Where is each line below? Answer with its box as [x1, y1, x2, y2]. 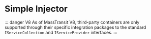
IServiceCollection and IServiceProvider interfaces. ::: [4, 29, 118, 35]
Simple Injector [4, 3, 68, 14]
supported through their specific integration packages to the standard [4, 24, 146, 30]
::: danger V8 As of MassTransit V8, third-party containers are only [4, 19, 140, 25]
